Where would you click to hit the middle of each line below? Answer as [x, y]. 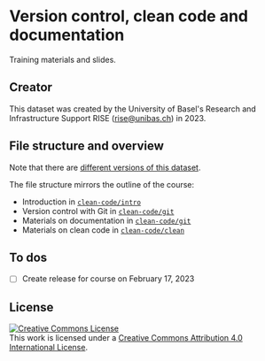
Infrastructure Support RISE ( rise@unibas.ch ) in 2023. [108, 118]
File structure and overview [86, 146]
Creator [31, 87]
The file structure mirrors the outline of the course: [102, 184]
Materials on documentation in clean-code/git [106, 220]
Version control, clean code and [129, 16]
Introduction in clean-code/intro [82, 202]
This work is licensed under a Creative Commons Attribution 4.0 [126, 338]
